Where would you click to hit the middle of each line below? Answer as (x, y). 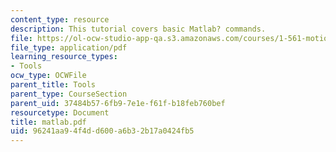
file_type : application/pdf (69, 47)
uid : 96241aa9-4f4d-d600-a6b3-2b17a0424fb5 (102, 131)
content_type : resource (60, 19)
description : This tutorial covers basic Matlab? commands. (138, 29)
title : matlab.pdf (48, 122)
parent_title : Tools (53, 85)
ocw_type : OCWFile (48, 76)
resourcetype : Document (60, 112)
